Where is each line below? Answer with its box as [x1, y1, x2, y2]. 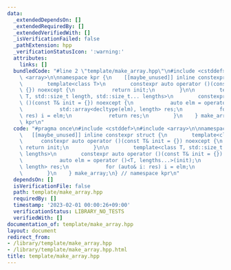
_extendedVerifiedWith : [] [13, 29, 91, 36]
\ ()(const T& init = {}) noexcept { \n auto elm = [19, 100, 201, 106]
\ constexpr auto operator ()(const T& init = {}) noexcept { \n [19, 138, 223, 145]
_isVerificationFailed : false [13, 36, 100, 43]
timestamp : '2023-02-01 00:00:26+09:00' [13, 202, 131, 209]
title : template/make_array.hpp [7, 253, 100, 260]
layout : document [7, 227, 57, 234]
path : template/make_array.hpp [13, 189, 103, 196]
